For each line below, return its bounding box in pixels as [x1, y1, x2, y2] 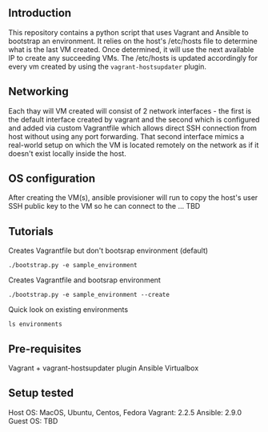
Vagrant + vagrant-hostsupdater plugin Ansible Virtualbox [8, 363, 199, 373]
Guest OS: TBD [8, 416, 58, 426]
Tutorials [8, 224, 54, 238]
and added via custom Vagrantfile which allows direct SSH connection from [8, 123, 258, 133]
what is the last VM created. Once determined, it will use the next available [8, 44, 254, 54]
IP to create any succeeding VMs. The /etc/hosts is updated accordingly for [8, 53, 258, 62]
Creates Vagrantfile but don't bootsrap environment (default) [8, 246, 209, 255]
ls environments [8, 320, 62, 329]
